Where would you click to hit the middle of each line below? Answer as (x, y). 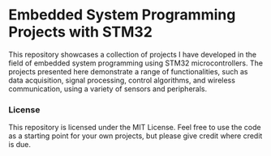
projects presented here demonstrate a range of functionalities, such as (128, 71)
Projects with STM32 (80, 32)
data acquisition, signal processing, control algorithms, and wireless (122, 80)
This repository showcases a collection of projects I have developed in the (133, 54)
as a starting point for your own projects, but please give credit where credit (135, 136)
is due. (19, 145)
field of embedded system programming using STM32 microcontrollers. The (136, 63)
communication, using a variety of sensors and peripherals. (108, 89)
